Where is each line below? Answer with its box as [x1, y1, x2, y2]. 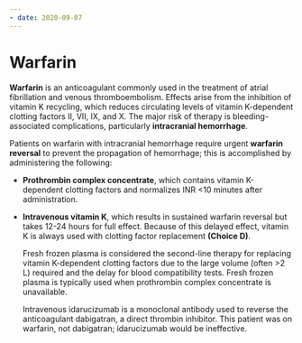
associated [9, 120, 50, 131]
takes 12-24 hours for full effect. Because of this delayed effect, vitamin [22, 220, 289, 231]
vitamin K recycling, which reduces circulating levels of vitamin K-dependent [9, 101, 294, 112]
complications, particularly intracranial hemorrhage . [51, 120, 248, 131]
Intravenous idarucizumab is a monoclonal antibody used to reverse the [22, 303, 288, 314]
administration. [22, 193, 78, 204]
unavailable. [22, 286, 68, 297]
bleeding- [233, 110, 269, 122]
